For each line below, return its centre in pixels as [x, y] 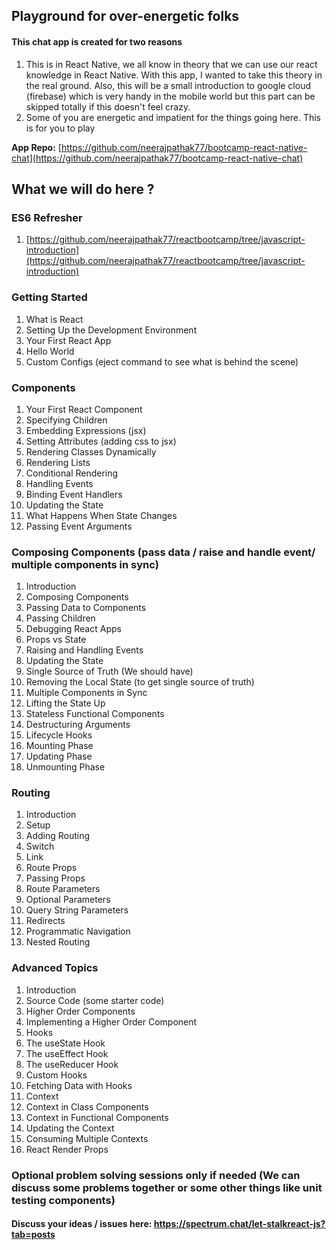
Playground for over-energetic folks [125, 16]
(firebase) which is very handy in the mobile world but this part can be [170, 96]
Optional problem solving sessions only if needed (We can [156, 1175]
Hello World [50, 351]
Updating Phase [59, 756]
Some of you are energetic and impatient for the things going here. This [173, 117]
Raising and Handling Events [84, 650]
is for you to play [60, 128]
